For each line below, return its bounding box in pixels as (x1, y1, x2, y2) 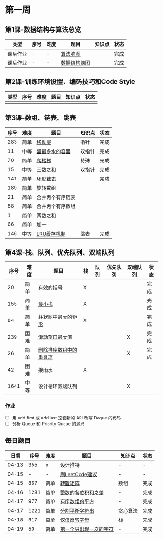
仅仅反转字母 (60, 517, 90, 523)
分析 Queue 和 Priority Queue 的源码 (12, 420, 85, 427)
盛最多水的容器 (36, 148, 71, 155)
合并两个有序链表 (36, 194, 76, 200)
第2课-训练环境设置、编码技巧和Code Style (5, 78, 135, 86)
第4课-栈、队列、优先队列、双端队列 (5, 248, 115, 257)
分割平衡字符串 (60, 507, 95, 514)
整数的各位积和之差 (60, 489, 104, 496)
